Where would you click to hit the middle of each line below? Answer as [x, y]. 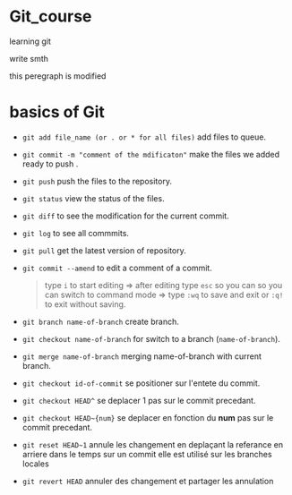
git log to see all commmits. [76, 233]
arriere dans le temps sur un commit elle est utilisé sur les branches [147, 454]
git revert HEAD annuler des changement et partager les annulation [148, 481]
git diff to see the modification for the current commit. [126, 216]
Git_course [51, 17]
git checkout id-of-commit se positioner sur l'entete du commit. [141, 383]
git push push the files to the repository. [97, 181]
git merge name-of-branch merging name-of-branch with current [142, 356]
